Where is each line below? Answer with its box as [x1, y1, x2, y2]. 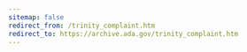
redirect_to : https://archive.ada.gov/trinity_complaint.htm [8, 29, 239, 38]
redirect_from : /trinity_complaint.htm [8, 21, 156, 30]
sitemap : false [8, 12, 65, 22]
